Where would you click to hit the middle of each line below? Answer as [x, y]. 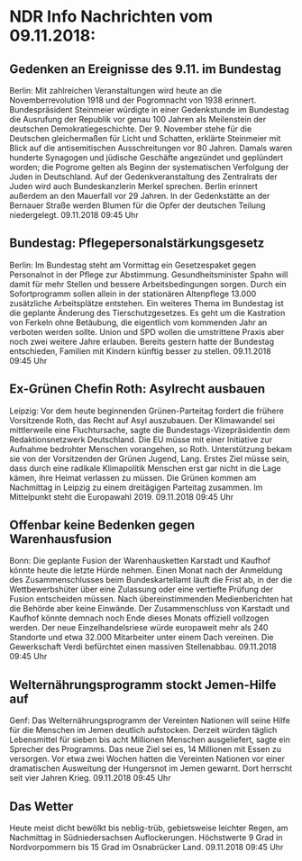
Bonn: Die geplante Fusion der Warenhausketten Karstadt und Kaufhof [140, 561]
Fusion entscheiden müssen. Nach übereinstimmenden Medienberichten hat [151, 599]
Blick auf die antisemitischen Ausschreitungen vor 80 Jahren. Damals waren [151, 148]
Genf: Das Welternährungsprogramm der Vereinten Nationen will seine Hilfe [150, 721]
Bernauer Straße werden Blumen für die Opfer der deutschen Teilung [137, 205]
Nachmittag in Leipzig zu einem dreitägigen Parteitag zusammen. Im [136, 487]
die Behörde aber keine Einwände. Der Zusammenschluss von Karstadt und [150, 609]
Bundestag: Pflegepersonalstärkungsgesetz [137, 244]
